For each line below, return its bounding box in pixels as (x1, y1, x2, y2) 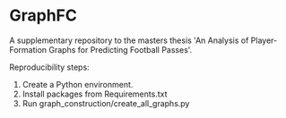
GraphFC (9, 5, 78, 26)
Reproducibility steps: (9, 62, 90, 72)
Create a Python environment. (22, 79, 134, 89)
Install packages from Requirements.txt (22, 88, 168, 99)
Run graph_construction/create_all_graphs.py (22, 97, 190, 108)
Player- (250, 35, 278, 46)
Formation (9, 44, 48, 55)
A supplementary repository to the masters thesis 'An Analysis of (9, 35, 249, 46)
